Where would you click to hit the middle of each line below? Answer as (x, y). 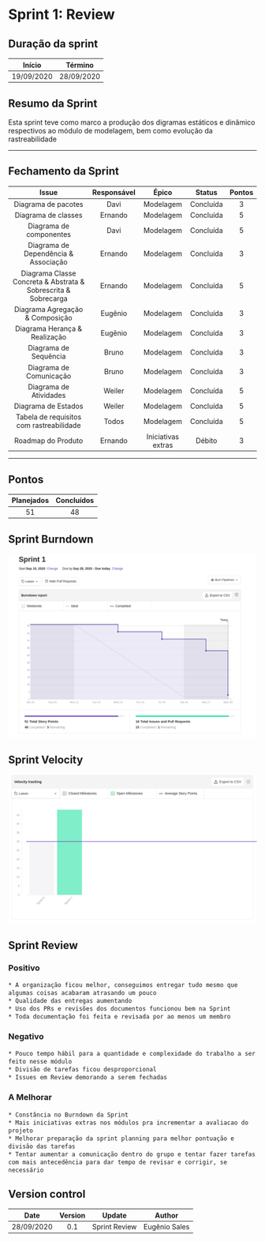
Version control (47, 1194)
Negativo (26, 1036)
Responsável (114, 193)
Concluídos (75, 501)
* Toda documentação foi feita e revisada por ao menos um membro (119, 1017)
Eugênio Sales (166, 1227)
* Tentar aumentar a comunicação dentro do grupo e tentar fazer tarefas (132, 1154)
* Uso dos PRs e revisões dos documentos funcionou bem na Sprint (119, 1009)
